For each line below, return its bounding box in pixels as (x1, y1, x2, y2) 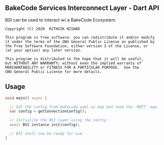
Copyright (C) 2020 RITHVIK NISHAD (5, 26, 80, 31)
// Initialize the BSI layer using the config (9, 118, 107, 123)
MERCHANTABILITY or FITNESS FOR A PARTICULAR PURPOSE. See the (5, 65, 139, 70)
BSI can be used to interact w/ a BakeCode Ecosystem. (5, 17, 117, 23)
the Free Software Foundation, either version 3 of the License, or (5, 44, 148, 48)
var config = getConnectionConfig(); (9, 109, 87, 114)
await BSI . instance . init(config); (9, 122, 80, 127)
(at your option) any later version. (5, 48, 82, 53)
